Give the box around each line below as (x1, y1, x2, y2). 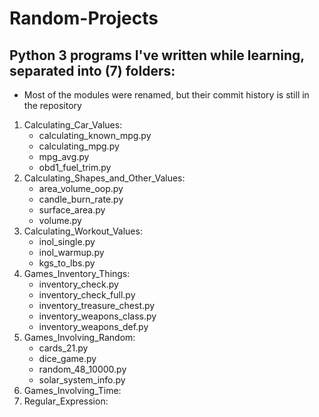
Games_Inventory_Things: (23, 268, 131, 279)
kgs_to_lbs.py (38, 257, 96, 269)
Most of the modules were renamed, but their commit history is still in (23, 89, 310, 101)
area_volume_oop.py (38, 183, 124, 194)
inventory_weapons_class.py (38, 310, 157, 322)
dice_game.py (38, 353, 97, 364)
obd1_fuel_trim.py (38, 162, 112, 173)
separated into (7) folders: (9, 62, 176, 79)
